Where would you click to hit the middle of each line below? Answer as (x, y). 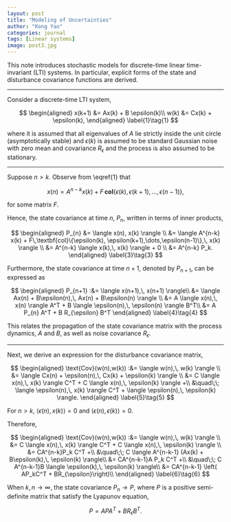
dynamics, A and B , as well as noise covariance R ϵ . (79, 334)
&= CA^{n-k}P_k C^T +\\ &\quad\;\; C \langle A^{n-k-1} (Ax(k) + (115, 452)
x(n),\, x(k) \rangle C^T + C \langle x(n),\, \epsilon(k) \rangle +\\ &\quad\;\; (115, 382)
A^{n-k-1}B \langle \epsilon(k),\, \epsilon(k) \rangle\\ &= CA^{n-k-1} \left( (115, 466)
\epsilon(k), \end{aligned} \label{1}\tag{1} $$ (115, 120)
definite (18, 496)
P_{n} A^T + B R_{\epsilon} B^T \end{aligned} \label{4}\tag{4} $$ (115, 313)
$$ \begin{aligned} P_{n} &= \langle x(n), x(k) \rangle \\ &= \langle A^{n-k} (115, 233)
